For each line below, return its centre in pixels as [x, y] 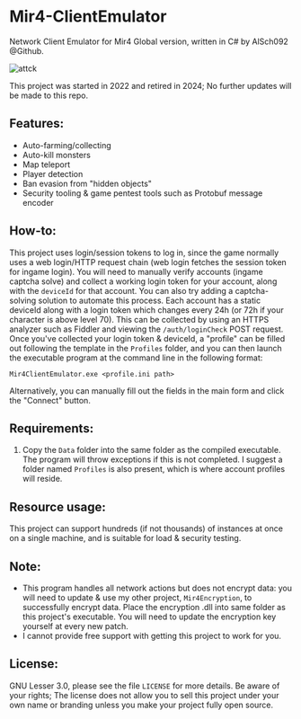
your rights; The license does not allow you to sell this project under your [144, 695]
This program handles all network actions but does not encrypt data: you [157, 588]
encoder [38, 202]
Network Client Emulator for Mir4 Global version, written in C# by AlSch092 [149, 41]
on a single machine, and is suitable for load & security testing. [125, 538]
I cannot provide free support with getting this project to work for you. [151, 636]
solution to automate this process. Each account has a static [150, 300]
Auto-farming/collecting [67, 145]
